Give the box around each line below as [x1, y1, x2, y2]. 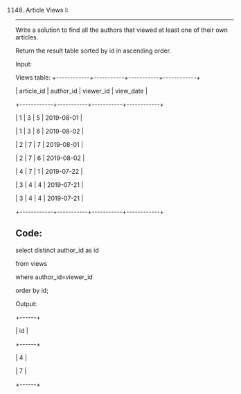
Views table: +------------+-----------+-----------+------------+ [15, 73, 201, 82]
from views [15, 259, 48, 267]
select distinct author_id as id [15, 246, 100, 254]
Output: [15, 299, 37, 307]
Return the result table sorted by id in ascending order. [15, 46, 172, 55]
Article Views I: [25, 6, 69, 14]
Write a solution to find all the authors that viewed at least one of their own [15, 26, 229, 34]
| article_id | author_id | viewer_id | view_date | [15, 87, 148, 95]
